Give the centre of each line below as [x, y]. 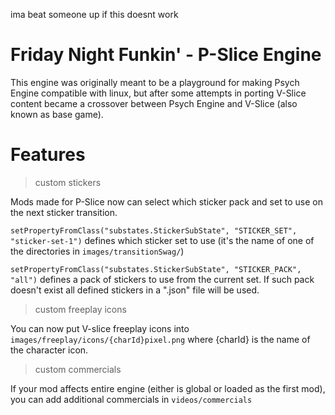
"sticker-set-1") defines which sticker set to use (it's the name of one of [162, 240]
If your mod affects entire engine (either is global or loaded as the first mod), [168, 388]
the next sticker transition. [64, 212]
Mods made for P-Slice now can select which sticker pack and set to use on [166, 201]
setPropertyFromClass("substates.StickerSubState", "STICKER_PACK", [156, 269]
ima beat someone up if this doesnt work [94, 14]
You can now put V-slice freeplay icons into [100, 328]
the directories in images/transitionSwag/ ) [97, 251]
